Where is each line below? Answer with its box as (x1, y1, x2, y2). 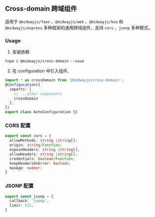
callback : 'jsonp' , (9, 198, 49, 203)
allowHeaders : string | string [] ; (9, 151, 78, 157)
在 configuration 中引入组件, (12, 68, 69, 74)
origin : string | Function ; (9, 143, 63, 148)
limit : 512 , (9, 203, 34, 208)
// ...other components (14, 91, 63, 96)
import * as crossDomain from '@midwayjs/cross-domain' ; (5, 78, 124, 83)
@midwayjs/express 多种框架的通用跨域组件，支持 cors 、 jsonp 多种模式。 (5, 24, 153, 30)
